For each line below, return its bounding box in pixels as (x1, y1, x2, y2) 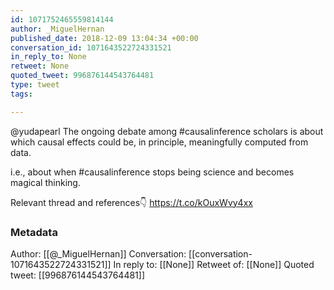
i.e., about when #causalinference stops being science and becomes (10, 166, 295, 178)
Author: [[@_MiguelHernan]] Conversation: (10, 247, 187, 260)
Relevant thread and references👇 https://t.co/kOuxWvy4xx (10, 196, 253, 208)
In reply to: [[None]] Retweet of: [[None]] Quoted (113, 258, 315, 270)
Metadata (10, 225, 58, 239)
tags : (10, 89, 33, 99)
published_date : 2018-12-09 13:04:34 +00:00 (10, 33, 199, 43)
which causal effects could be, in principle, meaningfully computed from (10, 136, 309, 148)
